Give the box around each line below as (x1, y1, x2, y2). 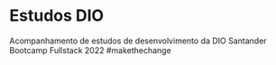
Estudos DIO (9, 5, 105, 26)
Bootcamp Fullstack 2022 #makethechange (9, 44, 171, 55)
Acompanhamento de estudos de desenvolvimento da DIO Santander (9, 35, 268, 46)
